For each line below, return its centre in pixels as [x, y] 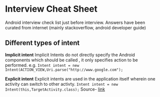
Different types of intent [42, 43]
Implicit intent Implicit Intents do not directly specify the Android [70, 55]
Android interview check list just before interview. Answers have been [75, 22]
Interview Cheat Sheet [51, 9]
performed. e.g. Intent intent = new [42, 65]
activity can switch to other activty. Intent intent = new [62, 84]
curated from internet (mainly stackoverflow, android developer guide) [76, 27]
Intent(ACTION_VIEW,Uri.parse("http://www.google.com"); [64, 70]
